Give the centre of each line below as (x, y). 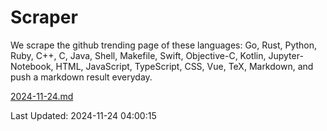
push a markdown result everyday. (81, 77)
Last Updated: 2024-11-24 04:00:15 (83, 115)
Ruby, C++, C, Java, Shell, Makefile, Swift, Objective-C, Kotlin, (138, 55)
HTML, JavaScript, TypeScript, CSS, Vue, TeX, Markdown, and (184, 66)
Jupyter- (286, 55)
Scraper (44, 17)
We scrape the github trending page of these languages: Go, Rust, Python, (164, 45)
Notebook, (32, 66)
